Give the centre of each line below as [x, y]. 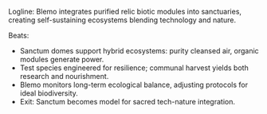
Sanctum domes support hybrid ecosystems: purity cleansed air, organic [139, 51]
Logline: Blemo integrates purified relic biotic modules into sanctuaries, [125, 12]
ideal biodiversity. [49, 93]
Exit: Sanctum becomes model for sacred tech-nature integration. [128, 102]
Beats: [19, 35]
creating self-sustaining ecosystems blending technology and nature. [122, 20]
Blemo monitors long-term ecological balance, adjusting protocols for [134, 85]
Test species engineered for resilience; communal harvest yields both [134, 68]
